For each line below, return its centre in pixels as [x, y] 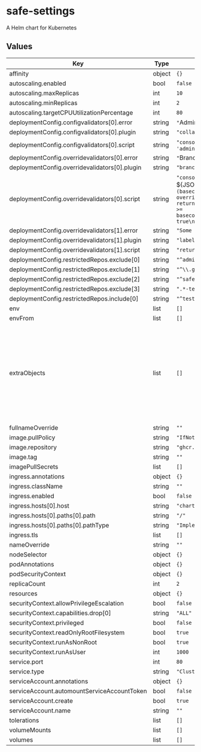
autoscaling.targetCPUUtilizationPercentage [71, 112]
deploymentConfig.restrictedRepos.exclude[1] [75, 269]
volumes [21, 739]
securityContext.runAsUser [48, 652]
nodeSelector [28, 555]
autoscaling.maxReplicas [44, 93]
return [186, 203]
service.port [26, 661]
